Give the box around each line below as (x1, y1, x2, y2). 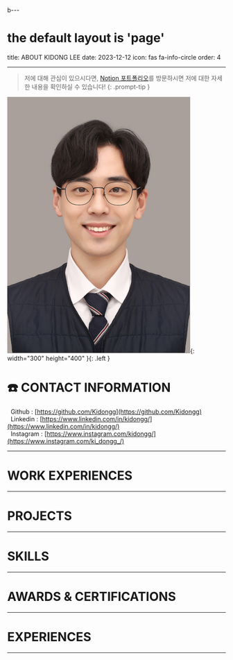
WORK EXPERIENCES (7, 468, 133, 484)
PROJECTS (7, 508, 73, 523)
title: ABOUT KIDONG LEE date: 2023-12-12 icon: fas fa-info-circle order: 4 (7, 53, 221, 61)
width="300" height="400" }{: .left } (7, 354, 111, 362)
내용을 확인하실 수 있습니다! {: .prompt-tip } (31, 83, 150, 91)
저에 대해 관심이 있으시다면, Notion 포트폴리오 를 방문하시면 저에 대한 (24, 74, 210, 82)
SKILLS (7, 548, 50, 564)
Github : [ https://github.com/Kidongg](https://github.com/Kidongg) (10, 407, 202, 416)
